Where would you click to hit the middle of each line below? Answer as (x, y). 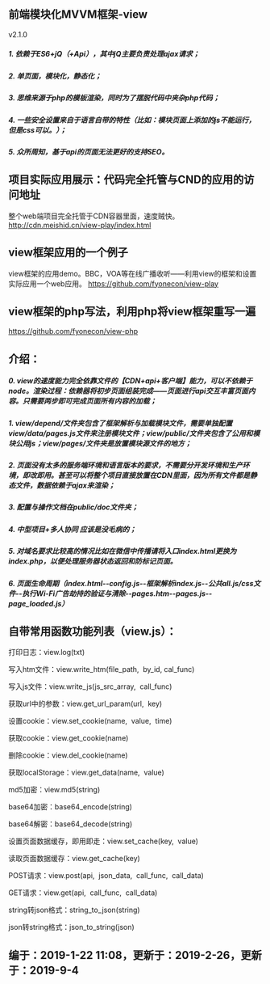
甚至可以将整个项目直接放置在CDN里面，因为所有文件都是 (154, 475)
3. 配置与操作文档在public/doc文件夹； (73, 507)
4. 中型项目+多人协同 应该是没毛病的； (73, 529)
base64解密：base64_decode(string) (71, 824)
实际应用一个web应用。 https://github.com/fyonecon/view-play (114, 283)
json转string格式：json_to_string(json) (71, 927)
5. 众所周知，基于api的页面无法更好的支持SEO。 (89, 151)
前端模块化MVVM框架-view (78, 15)
